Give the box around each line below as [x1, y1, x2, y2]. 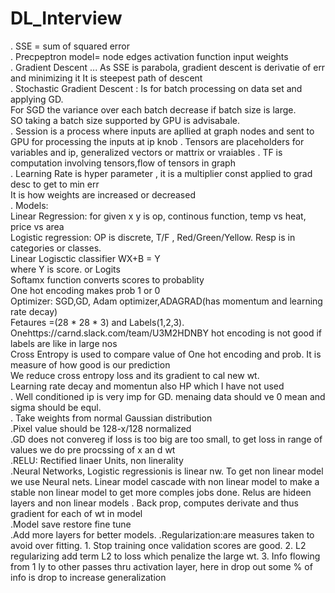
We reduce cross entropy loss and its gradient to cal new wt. [10, 369, 260, 381]
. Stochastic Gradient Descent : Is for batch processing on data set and [10, 82, 303, 94]
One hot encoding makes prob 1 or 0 [10, 284, 161, 296]
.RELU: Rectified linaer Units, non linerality [10, 454, 184, 466]
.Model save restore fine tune [10, 518, 132, 530]
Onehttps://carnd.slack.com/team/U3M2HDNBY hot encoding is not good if [10, 327, 323, 339]
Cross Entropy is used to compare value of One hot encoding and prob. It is [10, 348, 322, 360]
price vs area [10, 220, 65, 232]
